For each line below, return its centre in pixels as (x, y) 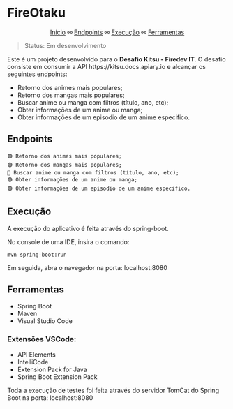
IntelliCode (33, 362)
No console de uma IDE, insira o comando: (68, 241)
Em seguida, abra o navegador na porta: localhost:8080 (87, 267)
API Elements (36, 355)
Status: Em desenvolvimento (65, 45)
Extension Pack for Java (52, 369)
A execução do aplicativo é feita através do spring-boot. (88, 228)
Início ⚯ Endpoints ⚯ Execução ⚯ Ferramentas (117, 32)
